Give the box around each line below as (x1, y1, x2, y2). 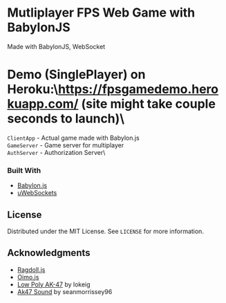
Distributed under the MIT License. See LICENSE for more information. (7, 227, 204, 235)
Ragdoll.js (17, 265, 46, 274)
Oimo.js (17, 273, 39, 281)
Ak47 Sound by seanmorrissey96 (17, 287, 113, 295)
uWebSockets (17, 189, 57, 197)
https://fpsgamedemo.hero (57, 82, 219, 98)
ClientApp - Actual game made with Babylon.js (7, 134, 140, 142)
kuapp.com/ (7, 96, 79, 112)
